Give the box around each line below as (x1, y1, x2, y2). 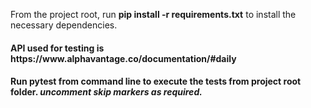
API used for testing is (10, 42, 105, 54)
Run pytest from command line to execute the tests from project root (10, 75, 302, 88)
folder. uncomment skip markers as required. (10, 86, 203, 98)
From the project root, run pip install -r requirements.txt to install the (10, 9, 297, 20)
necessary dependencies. (10, 19, 118, 31)
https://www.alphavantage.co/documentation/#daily (10, 52, 237, 64)
